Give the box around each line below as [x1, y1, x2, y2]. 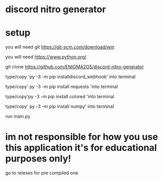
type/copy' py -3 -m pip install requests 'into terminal [5, 83, 118, 90]
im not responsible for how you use [5, 131, 158, 143]
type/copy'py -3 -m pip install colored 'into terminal [5, 94, 114, 100]
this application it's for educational [5, 142, 157, 154]
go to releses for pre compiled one [5, 170, 78, 176]
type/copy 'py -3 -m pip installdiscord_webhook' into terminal [5, 74, 136, 80]
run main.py [5, 114, 31, 120]
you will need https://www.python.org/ [5, 54, 87, 60]
